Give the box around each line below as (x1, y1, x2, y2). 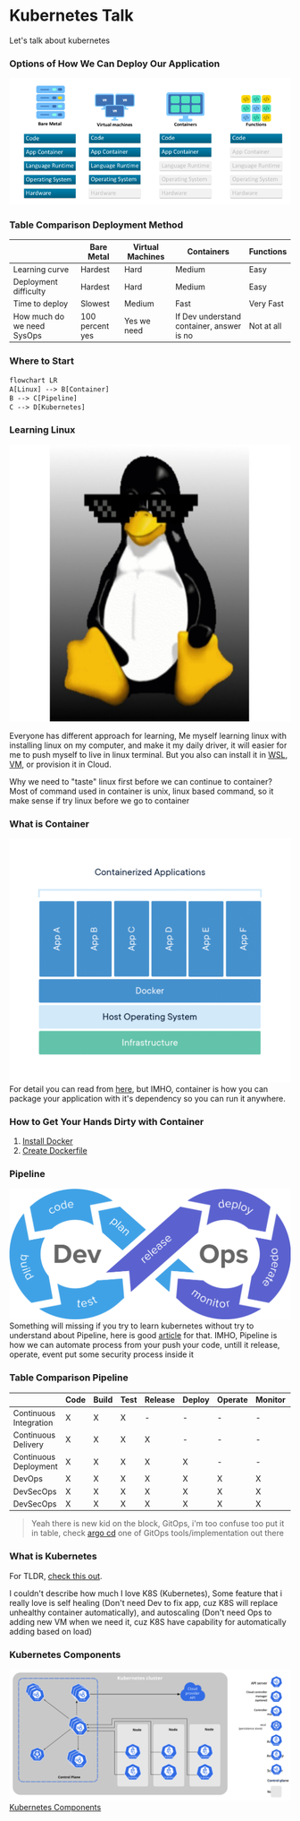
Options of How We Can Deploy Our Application (9, 57, 221, 70)
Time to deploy (12, 298, 69, 309)
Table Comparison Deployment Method (9, 219, 184, 231)
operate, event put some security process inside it (9, 1349, 195, 1360)
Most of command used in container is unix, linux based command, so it (9, 786, 274, 796)
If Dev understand (175, 311, 241, 322)
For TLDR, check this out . (9, 1570, 103, 1581)
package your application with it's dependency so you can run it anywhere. (9, 1094, 286, 1104)
